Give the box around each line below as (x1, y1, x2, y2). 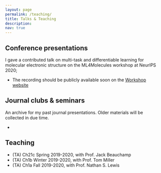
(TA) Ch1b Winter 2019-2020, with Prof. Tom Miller (12, 157, 115, 163)
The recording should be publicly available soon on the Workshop (12, 77, 147, 83)
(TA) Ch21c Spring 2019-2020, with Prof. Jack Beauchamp (12, 151, 131, 158)
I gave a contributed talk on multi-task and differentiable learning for (5, 57, 144, 63)
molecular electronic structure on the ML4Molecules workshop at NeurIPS (5, 62, 157, 68)
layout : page (5, 7, 32, 12)
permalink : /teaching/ (5, 12, 52, 17)
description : (5, 21, 32, 26)
